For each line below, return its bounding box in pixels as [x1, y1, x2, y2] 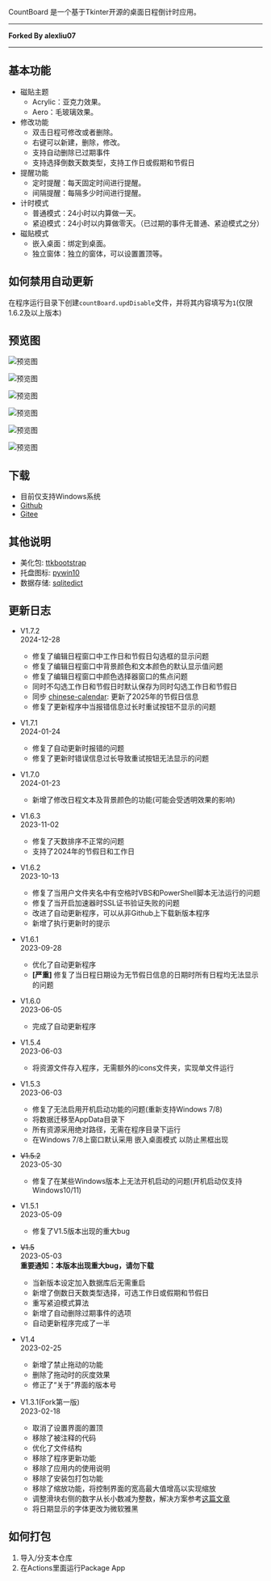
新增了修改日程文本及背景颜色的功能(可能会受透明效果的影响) [31, 795, 236, 804]
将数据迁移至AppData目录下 [31, 1114, 125, 1124]
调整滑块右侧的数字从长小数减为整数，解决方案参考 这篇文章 [31, 1494, 231, 1503]
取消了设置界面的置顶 [31, 1422, 103, 1432]
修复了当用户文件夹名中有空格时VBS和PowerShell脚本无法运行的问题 [31, 888, 261, 897]
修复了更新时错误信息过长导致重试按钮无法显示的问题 [31, 753, 210, 763]
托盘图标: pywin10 [19, 568, 81, 578]
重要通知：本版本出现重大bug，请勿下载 [19, 1261, 155, 1270]
